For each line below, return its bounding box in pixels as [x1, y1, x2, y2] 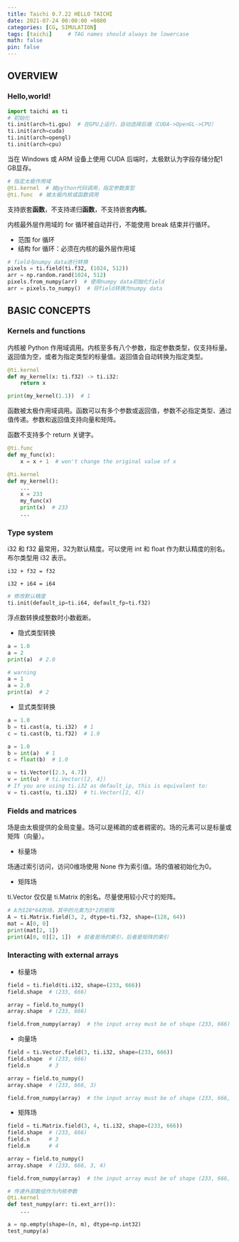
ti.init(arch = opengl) [7, 134, 72, 141]
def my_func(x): [7, 451, 55, 458]
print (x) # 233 [20, 504, 69, 511]
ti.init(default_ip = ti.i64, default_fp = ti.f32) [7, 600, 152, 607]
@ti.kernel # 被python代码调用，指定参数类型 [7, 184, 135, 191]
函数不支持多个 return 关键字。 [7, 430, 97, 439]
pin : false [7, 44, 40, 51]
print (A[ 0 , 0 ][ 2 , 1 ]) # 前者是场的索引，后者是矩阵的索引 [7, 933, 169, 941]
